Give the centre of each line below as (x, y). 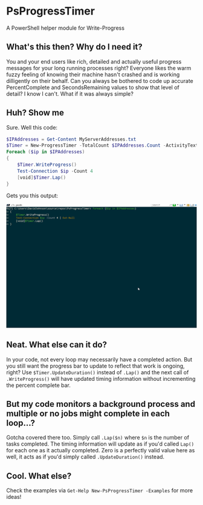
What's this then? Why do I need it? (75, 47)
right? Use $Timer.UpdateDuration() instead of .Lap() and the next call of (98, 372)
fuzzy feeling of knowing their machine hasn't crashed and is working (93, 74)
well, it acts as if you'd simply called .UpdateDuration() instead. (85, 457)
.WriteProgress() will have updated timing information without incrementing (101, 378)
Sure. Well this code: (32, 127)
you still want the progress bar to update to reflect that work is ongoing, (96, 366)
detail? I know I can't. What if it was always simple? (70, 94)
